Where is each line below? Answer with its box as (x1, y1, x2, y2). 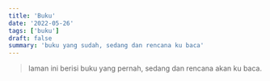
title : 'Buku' (8, 11, 57, 20)
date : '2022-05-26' (8, 19, 74, 27)
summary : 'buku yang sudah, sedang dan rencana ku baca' (8, 42, 205, 50)
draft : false (8, 34, 53, 43)
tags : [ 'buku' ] (8, 26, 60, 34)
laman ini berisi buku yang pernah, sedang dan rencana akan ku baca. (27, 63, 263, 73)
